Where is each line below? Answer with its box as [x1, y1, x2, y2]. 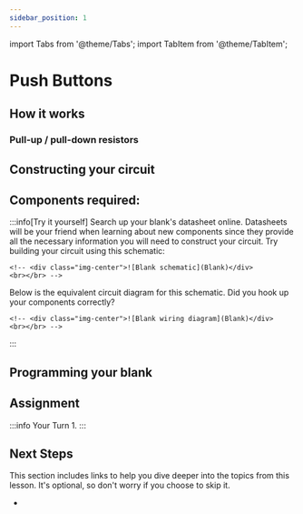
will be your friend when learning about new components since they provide [9, 227, 294, 237]
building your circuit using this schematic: [9, 246, 165, 257]
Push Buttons [9, 70, 113, 91]
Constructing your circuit [9, 161, 156, 177]
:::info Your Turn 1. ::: [9, 419, 86, 430]
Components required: [9, 192, 141, 207]
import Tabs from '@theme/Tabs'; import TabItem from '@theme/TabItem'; [9, 38, 288, 49]
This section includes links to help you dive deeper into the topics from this [9, 470, 290, 481]
